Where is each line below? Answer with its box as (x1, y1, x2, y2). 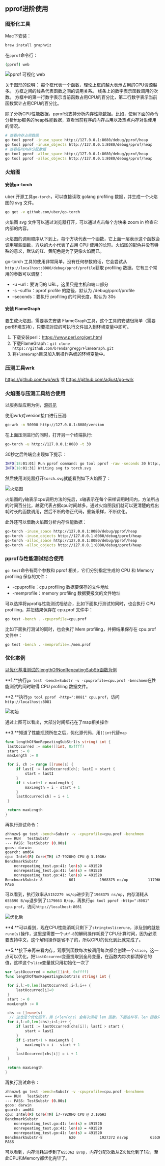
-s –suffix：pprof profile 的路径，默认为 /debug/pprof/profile (12, 287, 135, 293)
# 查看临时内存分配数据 (5, 147, 47, 152)
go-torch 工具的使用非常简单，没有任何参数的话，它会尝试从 (5, 258, 128, 265)
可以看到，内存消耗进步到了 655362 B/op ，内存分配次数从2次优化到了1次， (5, 1149, 154, 1155)
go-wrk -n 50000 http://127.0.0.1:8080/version (5, 423, 105, 428)
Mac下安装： (5, 33, 31, 38)
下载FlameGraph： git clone (12, 340, 70, 346)
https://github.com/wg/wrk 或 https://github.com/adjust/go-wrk (5, 376, 134, 383)
